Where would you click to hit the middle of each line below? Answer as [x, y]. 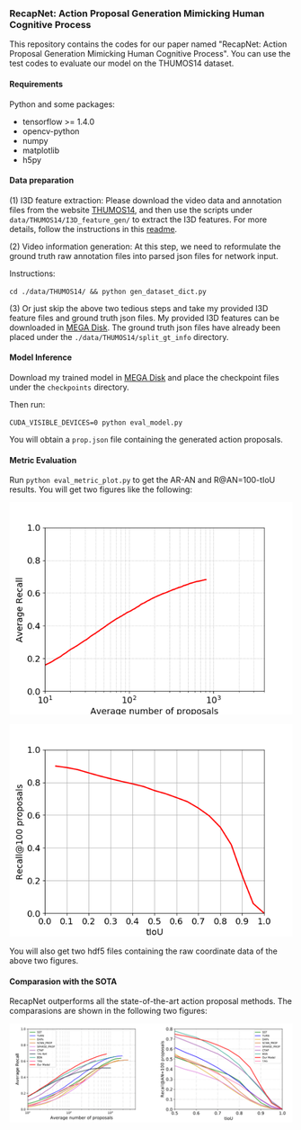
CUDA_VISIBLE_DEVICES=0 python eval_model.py [96, 422]
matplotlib [41, 150]
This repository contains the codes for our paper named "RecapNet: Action [148, 44]
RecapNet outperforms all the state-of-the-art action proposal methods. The [150, 1001]
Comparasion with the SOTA [63, 981]
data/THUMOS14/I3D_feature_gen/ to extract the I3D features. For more [138, 220]
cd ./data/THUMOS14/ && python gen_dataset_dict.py [108, 291]
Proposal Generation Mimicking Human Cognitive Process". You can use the [150, 54]
